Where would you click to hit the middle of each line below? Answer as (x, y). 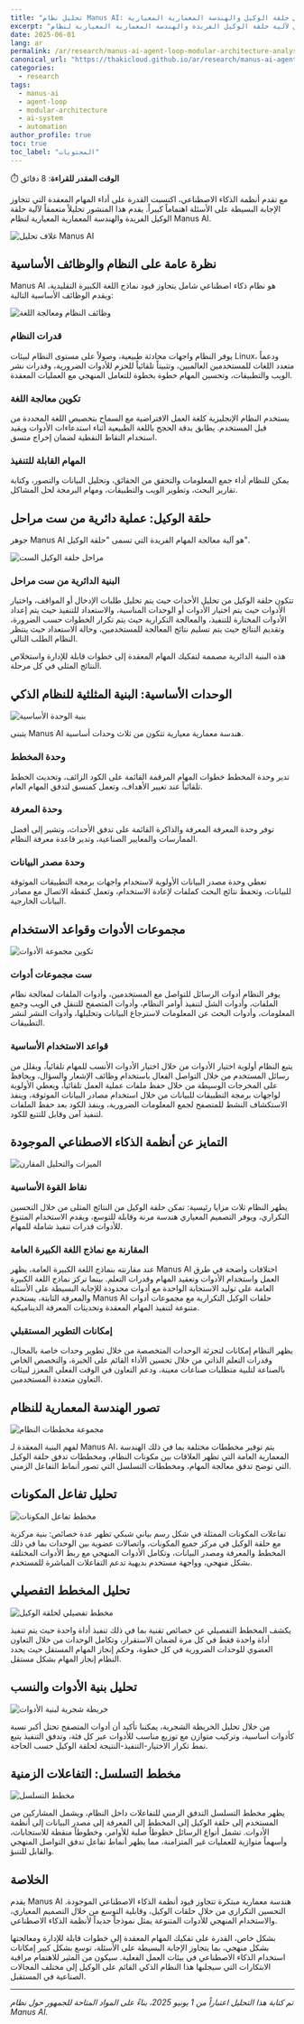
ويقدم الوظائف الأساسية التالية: (62, 295)
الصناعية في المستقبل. (48, 1976)
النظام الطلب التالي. (44, 639)
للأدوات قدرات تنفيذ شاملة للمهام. (67, 1226)
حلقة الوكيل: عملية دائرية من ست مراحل (111, 518)
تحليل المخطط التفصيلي (70, 1590)
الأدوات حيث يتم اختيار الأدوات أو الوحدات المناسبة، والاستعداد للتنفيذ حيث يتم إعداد (148, 610)
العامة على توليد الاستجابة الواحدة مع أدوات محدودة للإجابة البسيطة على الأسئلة (142, 1288)
